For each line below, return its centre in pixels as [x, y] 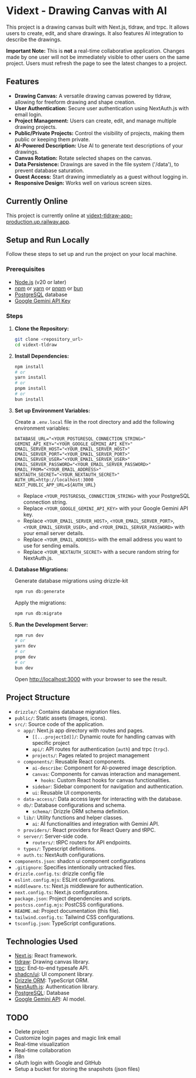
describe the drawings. [34, 39]
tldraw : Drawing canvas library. [52, 962]
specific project [51, 742]
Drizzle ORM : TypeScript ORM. [52, 981]
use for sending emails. [51, 545]
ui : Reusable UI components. [67, 792]
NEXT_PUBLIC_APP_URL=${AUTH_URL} [55, 485]
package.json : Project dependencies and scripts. [73, 898]
